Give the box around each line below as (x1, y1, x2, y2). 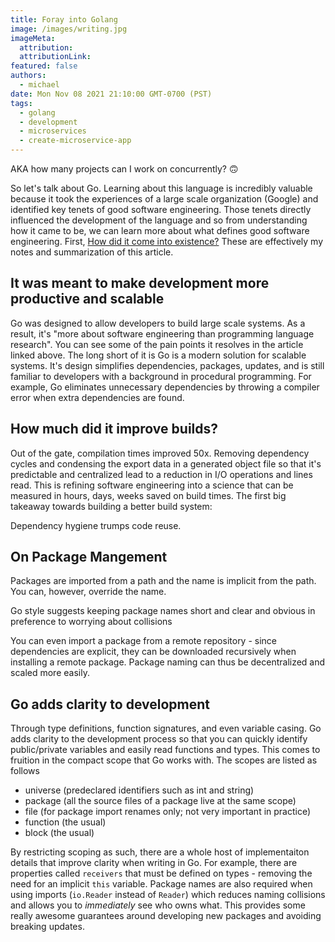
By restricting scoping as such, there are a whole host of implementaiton (10, 846, 310, 858)
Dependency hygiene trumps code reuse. (10, 519, 182, 531)
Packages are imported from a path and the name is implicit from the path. (10, 575, 317, 587)
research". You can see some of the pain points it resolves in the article (10, 338, 304, 350)
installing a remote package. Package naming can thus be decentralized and (10, 656, 326, 668)
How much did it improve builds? (10, 421, 219, 438)
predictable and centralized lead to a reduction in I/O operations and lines (10, 468, 313, 480)
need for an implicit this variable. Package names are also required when (10, 878, 313, 890)
